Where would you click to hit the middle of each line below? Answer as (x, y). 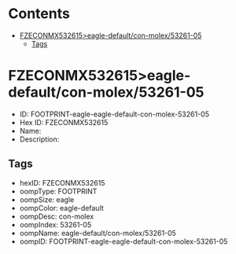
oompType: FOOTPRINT (58, 191)
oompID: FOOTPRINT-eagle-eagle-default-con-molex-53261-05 (124, 241)
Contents (39, 14)
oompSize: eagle (47, 199)
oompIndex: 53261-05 (55, 224)
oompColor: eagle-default (61, 208)
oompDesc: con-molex (57, 216)
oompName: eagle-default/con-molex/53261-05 (98, 233)
